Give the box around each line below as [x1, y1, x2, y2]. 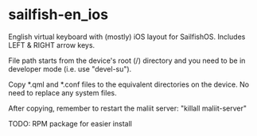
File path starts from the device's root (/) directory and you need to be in [8, 56, 246, 65]
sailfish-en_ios [8, 6, 109, 24]
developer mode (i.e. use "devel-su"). [8, 64, 132, 73]
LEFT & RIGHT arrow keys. [8, 40, 95, 49]
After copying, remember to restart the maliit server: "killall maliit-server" [8, 103, 247, 113]
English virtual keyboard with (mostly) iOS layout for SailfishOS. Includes [8, 32, 246, 41]
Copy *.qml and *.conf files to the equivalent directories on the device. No [8, 80, 249, 89]
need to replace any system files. [8, 87, 117, 97]
